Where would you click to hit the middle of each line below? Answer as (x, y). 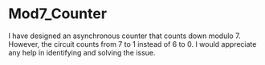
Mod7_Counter (57, 14)
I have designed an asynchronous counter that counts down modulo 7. (124, 36)
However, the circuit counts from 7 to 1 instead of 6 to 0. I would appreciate (132, 44)
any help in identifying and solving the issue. (82, 52)
